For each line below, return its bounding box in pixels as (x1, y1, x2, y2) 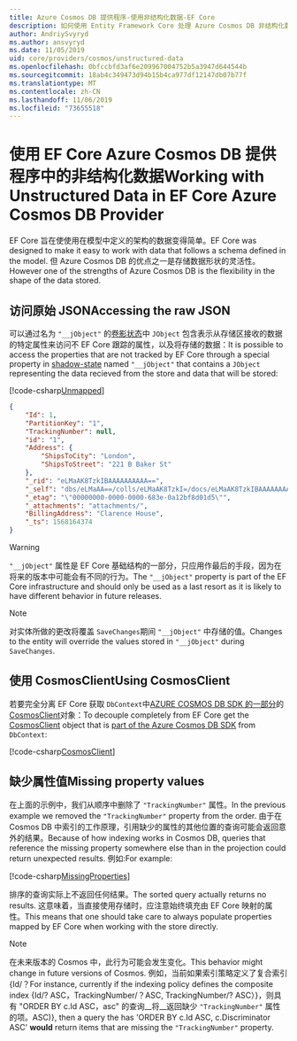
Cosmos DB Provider (9, 205, 164, 225)
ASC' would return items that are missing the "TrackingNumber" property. (9, 1022, 274, 1032)
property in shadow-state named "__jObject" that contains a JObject (9, 359, 261, 369)
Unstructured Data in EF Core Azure (9, 186, 277, 206)
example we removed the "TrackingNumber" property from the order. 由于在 (9, 810, 283, 820)
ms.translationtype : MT (9, 79, 97, 88)
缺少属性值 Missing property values (9, 774, 205, 789)
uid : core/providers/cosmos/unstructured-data (9, 54, 184, 63)
